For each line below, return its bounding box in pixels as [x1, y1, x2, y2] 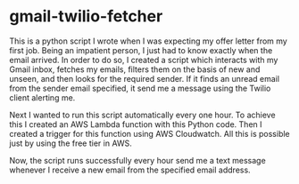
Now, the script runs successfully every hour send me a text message [9, 155, 266, 165]
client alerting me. [9, 92, 76, 103]
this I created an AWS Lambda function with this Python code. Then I [9, 118, 262, 130]
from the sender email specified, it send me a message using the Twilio [9, 83, 271, 93]
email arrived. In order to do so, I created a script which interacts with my [9, 54, 278, 65]
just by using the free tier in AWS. [9, 138, 132, 148]
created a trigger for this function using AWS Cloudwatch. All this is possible [9, 128, 290, 139]
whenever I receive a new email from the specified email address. [9, 164, 252, 175]
